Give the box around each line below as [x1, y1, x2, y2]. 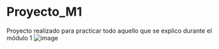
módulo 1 [6, 33, 32, 42]
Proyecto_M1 [6, 4, 82, 20]
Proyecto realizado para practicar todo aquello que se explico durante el [6, 27, 212, 35]
